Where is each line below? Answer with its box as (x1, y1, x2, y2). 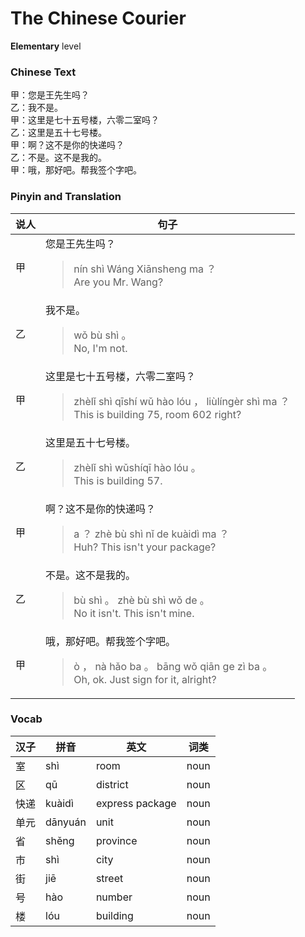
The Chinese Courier (10, 7, 187, 30)
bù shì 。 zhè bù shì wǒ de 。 (73, 593, 210, 607)
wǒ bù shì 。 (73, 328, 132, 342)
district (95, 777, 129, 791)
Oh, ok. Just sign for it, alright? (73, 672, 217, 686)
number (95, 890, 133, 904)
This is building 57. (73, 473, 163, 487)
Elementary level (10, 40, 82, 52)
